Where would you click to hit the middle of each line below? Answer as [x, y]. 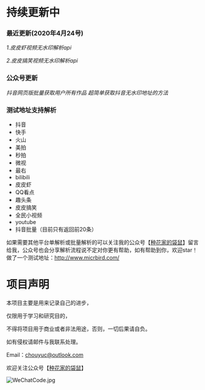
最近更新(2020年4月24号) [45, 33]
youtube [26, 222]
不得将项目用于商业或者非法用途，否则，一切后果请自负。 [78, 329]
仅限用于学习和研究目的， [38, 316]
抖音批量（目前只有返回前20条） [56, 230]
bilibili [23, 178]
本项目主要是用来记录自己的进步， [49, 303]
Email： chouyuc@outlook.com [45, 355]
